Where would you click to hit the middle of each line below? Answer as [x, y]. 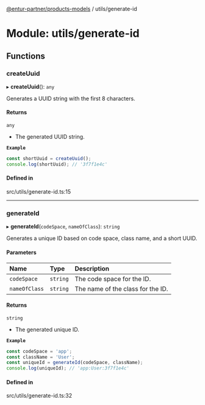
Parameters [21, 252]
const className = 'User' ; [41, 357]
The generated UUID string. [50, 137]
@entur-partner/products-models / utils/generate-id [72, 9]
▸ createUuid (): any [31, 86]
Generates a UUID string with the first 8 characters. [71, 98]
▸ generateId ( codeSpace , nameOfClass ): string [63, 227]
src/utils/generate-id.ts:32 [39, 396]
